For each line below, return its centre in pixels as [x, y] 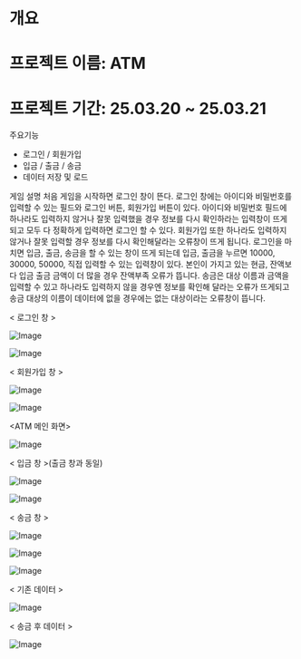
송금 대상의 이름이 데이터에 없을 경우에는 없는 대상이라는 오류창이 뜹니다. [137, 298]
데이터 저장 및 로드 [55, 177]
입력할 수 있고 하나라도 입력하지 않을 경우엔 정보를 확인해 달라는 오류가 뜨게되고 [150, 287]
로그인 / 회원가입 [52, 154]
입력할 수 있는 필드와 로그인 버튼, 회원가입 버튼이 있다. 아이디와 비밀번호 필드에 [148, 208]
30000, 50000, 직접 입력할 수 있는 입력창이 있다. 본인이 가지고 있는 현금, [139, 265]
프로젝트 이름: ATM [78, 63]
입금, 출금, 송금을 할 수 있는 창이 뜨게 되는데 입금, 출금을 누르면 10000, [150, 253]
